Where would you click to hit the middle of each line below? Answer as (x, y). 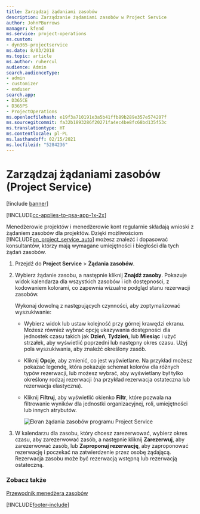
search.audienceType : (33, 73)
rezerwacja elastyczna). (53, 386)
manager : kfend (25, 28)
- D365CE (17, 100)
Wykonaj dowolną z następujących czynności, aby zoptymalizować (98, 305)
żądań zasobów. (26, 252)
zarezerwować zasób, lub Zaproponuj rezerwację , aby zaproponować (102, 445)
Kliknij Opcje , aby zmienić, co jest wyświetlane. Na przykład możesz (108, 360)
